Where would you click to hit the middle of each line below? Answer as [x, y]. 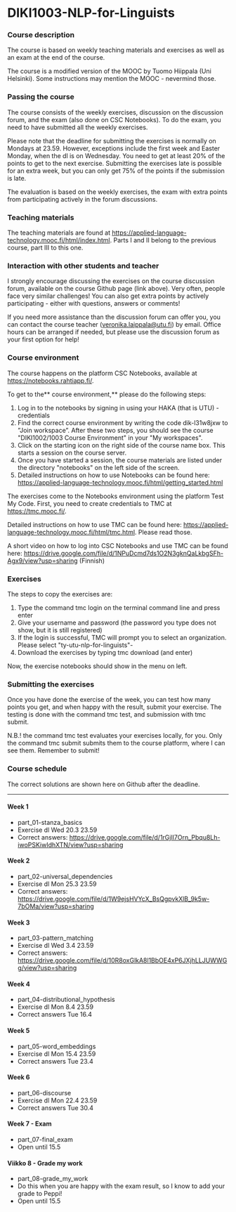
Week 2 [19, 861]
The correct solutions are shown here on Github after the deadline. [104, 784]
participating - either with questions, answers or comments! [94, 304]
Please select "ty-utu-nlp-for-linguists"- [75, 645]
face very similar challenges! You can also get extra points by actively [108, 296]
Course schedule [37, 769]
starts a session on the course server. [72, 452]
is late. [17, 178]
